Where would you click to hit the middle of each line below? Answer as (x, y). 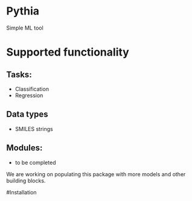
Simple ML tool (25, 28)
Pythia (23, 11)
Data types (27, 114)
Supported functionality (68, 52)
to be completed (35, 162)
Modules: (24, 148)
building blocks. (26, 180)
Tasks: (19, 75)
